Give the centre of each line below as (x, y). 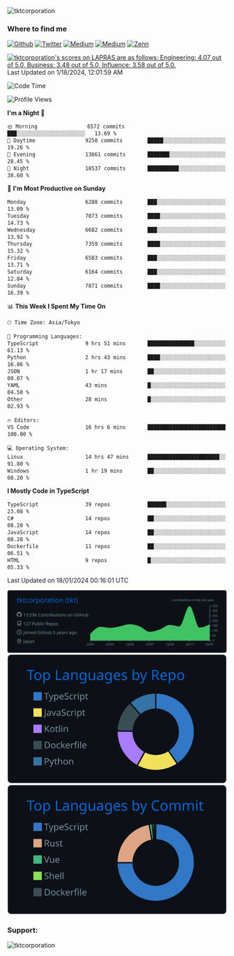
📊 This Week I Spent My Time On (56, 307)
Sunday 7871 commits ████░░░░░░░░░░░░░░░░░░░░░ (117, 286)
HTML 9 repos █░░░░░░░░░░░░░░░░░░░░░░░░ (117, 561)
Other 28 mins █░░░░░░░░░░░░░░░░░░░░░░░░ (117, 399)
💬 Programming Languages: (45, 337)
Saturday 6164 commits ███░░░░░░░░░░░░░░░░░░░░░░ (117, 272)
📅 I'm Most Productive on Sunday (56, 189)
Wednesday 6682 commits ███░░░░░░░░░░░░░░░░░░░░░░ (117, 230)
